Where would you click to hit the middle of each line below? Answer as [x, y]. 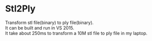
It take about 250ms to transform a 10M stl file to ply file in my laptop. [76, 33]
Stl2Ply [20, 9]
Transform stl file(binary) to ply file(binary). [49, 22]
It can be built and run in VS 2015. [40, 27]
